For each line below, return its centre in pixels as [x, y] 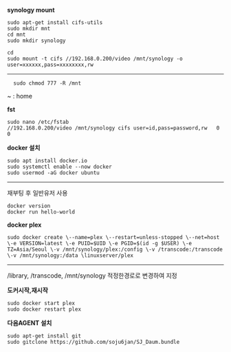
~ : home [20, 96]
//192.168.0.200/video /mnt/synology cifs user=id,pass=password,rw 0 [113, 128]
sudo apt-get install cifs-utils [55, 23]
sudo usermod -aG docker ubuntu [53, 173]
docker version [29, 206]
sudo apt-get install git [44, 336]
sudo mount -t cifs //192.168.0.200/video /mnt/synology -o [95, 59]
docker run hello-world [41, 212]
